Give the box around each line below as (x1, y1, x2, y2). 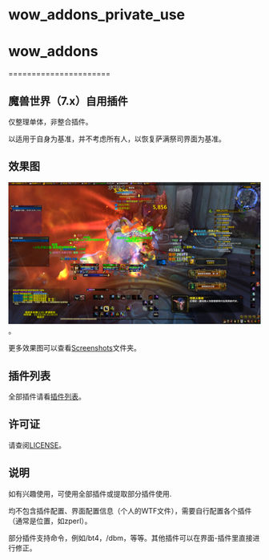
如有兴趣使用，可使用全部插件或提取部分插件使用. (8, 489, 172, 498)
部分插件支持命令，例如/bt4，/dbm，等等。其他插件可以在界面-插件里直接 (8, 533, 253, 542)
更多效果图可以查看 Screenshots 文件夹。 (8, 343, 142, 353)
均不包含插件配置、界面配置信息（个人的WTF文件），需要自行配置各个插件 (8, 505, 252, 515)
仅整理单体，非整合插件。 (8, 116, 93, 126)
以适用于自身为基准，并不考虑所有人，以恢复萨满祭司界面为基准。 (8, 134, 226, 144)
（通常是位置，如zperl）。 (8, 516, 92, 526)
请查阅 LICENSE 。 (8, 440, 66, 450)
